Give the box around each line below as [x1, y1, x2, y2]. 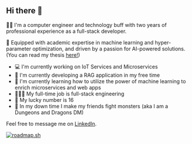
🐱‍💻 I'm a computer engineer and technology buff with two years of [6, 21, 167, 28]
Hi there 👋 [6, 6, 43, 16]
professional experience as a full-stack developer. [6, 28, 127, 35]
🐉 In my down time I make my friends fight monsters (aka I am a [14, 102, 169, 109]
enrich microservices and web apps [14, 84, 101, 91]
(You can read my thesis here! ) [6, 51, 80, 59]
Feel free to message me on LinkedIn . [6, 120, 97, 127]
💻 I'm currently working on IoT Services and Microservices [14, 63, 158, 70]
